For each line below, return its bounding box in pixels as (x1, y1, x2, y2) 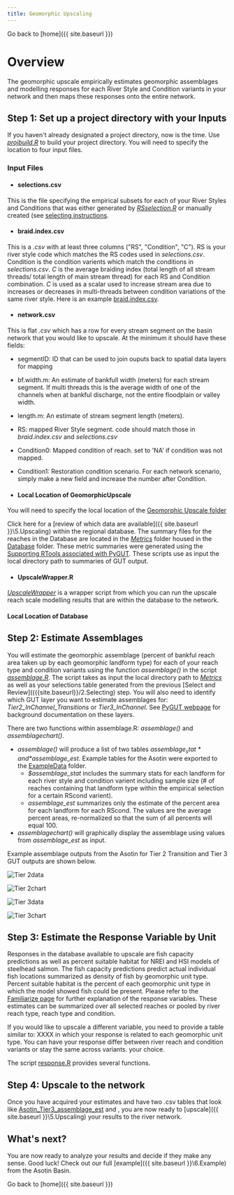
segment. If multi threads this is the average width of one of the (17, 383, 200, 391)
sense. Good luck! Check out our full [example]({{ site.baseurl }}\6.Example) (7, 1159, 227, 1167)
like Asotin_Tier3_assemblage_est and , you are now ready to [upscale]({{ (7, 1105, 219, 1114)
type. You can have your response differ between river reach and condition (7, 1037, 224, 1047)
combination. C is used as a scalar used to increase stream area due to (7, 279, 212, 288)
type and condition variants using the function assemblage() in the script (7, 666, 217, 674)
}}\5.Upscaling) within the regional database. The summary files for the (7, 527, 212, 536)
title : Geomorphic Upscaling (7, 10, 92, 18)
